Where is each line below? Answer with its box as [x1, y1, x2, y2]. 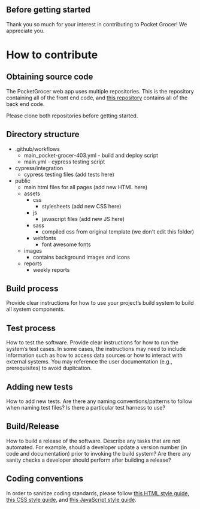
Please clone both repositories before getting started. [6, 112, 138, 119]
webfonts [32, 234, 56, 241]
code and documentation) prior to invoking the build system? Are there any [6, 450, 192, 457]
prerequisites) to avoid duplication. [6, 365, 92, 372]
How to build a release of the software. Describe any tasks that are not [6, 437, 181, 444]
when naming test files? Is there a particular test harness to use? [6, 404, 166, 411]
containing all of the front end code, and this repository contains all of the [6, 94, 188, 101]
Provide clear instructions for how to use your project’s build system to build [6, 299, 194, 307]
